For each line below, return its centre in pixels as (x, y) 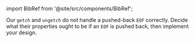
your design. (21, 33)
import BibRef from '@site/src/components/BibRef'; (69, 9)
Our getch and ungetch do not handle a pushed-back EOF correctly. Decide (97, 20)
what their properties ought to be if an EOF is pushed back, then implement (97, 26)
